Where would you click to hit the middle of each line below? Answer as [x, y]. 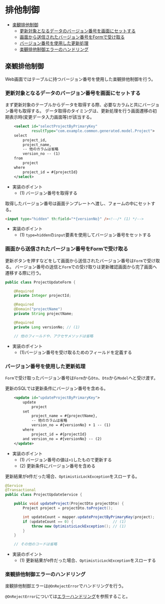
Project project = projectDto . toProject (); [68, 508]
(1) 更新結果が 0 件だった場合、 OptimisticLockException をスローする [88, 560]
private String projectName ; [44, 314]
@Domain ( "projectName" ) [38, 309]
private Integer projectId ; [42, 296]
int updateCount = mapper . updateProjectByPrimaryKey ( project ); [89, 517]
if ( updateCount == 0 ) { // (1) [74, 522]
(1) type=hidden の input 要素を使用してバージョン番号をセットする [85, 235]
